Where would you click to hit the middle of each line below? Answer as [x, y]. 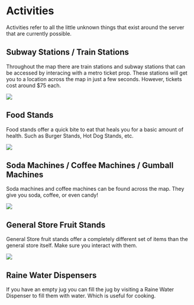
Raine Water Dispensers [51, 275]
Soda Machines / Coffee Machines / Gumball [90, 165]
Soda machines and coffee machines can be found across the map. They [95, 189]
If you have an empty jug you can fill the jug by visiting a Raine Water [90, 289]
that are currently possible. [39, 33]
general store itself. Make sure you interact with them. [72, 245]
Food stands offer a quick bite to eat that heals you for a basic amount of [95, 129]
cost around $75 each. [34, 85]
